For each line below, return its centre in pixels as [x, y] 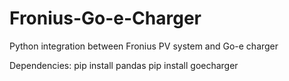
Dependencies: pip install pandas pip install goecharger [124, 65]
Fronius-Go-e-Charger [105, 18]
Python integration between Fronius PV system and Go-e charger [144, 46]
